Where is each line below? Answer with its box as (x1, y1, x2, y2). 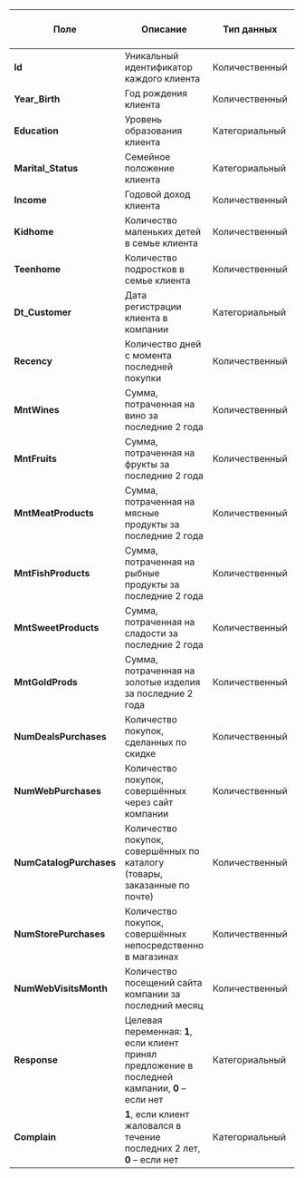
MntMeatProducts (14, 507, 95, 519)
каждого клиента (124, 73, 201, 84)
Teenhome (14, 263, 62, 275)
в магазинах (124, 950, 179, 963)
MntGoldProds (14, 676, 79, 688)
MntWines (14, 404, 61, 416)
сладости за (124, 627, 178, 639)
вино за (124, 409, 158, 421)
